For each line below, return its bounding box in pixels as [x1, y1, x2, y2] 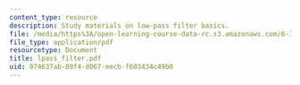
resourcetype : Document [9, 46, 98, 55]
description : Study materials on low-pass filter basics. [9, 21, 229, 30]
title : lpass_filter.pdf [9, 54, 102, 63]
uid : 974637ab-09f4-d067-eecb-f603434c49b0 [9, 63, 174, 72]
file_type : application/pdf [9, 37, 114, 47]
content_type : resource [9, 12, 98, 22]
